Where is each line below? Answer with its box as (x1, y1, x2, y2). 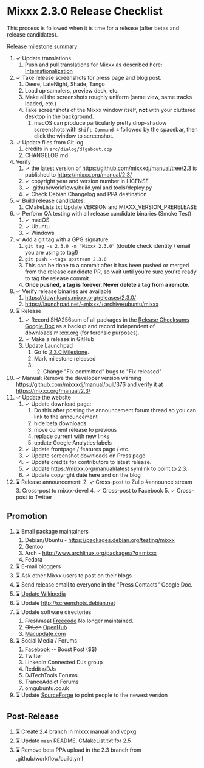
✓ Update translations (15, 54, 72, 62)
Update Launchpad (24, 342, 73, 349)
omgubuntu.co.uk (24, 684, 69, 692)
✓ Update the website (15, 393, 72, 401)
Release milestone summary (7, 43, 78, 50)
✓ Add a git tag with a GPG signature (15, 236, 109, 243)
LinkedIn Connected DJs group (24, 658, 103, 666)
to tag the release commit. (24, 274, 90, 281)
